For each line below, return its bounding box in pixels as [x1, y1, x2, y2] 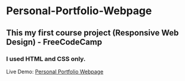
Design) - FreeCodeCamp [6, 37, 103, 47]
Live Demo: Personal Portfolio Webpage [6, 68, 104, 75]
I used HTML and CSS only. [6, 54, 86, 63]
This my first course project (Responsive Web [6, 28, 179, 38]
